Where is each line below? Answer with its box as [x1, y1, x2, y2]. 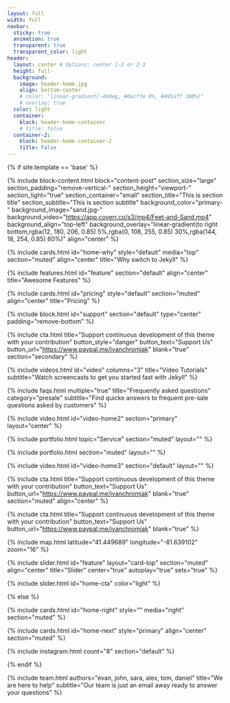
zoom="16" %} [7, 546, 49, 553]
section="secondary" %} [7, 353, 78, 361]
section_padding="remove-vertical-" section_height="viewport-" [7, 183, 192, 192]
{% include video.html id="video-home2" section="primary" [7, 414, 178, 423]
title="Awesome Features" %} [7, 276, 91, 284]
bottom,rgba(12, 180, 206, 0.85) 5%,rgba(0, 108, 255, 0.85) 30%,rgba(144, [7, 227, 218, 236]
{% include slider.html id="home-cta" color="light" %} [7, 579, 161, 588]
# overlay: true [19, 100, 67, 107]
